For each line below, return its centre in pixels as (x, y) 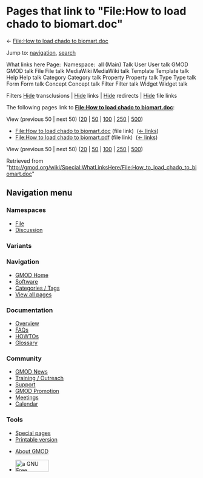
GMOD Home (32, 275)
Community (24, 358)
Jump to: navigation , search (41, 52)
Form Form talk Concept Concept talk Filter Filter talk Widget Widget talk (97, 84)
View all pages (33, 294)
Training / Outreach (39, 378)
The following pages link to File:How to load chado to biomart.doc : (91, 107)
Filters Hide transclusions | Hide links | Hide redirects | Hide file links (92, 95)
